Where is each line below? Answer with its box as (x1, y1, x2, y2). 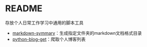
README (5, 3, 43, 14)
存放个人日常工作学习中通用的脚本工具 (5, 20, 83, 25)
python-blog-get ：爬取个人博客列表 (12, 36, 86, 42)
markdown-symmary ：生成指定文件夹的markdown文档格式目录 (12, 30, 143, 36)
